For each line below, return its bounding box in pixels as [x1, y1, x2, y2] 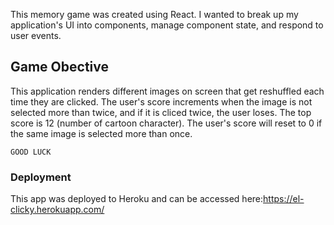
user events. [10, 30, 62, 41]
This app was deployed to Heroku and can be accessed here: [10, 193, 264, 205]
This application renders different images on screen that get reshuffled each [10, 85, 325, 97]
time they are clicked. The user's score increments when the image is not [10, 95, 313, 108]
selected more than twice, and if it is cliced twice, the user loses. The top [10, 106, 312, 118]
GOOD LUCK [10, 147, 52, 157]
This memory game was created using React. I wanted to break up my [10, 9, 299, 20]
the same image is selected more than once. [10, 127, 193, 139]
